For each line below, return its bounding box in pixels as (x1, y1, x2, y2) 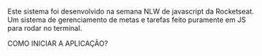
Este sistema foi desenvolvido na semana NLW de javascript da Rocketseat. (7, 7, 255, 16)
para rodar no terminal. (7, 24, 82, 32)
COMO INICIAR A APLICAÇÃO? (7, 39, 108, 48)
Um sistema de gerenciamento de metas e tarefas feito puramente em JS (7, 15, 246, 24)
